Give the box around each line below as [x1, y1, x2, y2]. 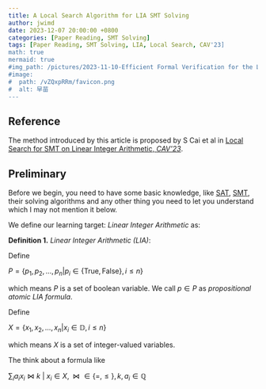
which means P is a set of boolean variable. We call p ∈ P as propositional [8, 283, 252, 293]
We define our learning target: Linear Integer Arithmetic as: [8, 220, 200, 230]
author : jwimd [8, 19, 55, 27]
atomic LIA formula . [8, 292, 73, 301]
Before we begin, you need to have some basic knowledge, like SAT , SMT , [8, 188, 250, 197]
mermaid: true [8, 56, 55, 64]
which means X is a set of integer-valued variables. [8, 340, 176, 349]
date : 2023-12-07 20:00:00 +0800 [8, 26, 119, 34]
